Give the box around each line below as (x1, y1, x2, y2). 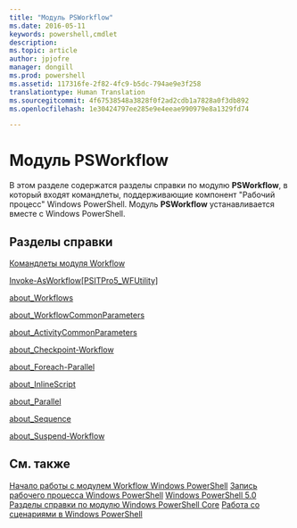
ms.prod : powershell (9, 71, 87, 80)
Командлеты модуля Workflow (9, 258, 126, 268)
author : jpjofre (9, 54, 70, 63)
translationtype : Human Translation (9, 87, 145, 96)
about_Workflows (9, 293, 74, 303)
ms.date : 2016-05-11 (9, 21, 87, 30)
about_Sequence (9, 414, 71, 424)
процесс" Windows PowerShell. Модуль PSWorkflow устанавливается (9, 199, 275, 210)
